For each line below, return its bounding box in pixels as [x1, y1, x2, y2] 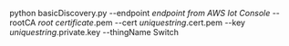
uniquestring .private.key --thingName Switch [9, 27, 180, 37]
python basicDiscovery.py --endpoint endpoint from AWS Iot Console [9, 8, 271, 18]
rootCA [9, 17, 36, 28]
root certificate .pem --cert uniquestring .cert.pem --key [37, 17, 246, 28]
